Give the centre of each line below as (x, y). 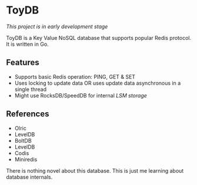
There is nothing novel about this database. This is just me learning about (95, 170)
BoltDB (23, 140)
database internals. (29, 177)
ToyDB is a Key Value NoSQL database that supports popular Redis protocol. (99, 38)
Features (23, 63)
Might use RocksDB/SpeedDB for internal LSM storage (81, 95)
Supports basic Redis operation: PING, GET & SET (75, 76)
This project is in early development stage (57, 26)
